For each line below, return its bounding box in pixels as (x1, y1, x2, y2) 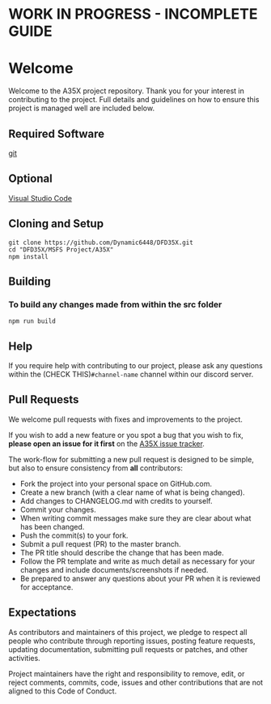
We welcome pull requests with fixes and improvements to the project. (8, 414, 243, 424)
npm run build (8, 317, 57, 325)
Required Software (8, 127, 105, 140)
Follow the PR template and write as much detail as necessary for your (19, 556, 256, 566)
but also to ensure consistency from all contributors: (8, 463, 184, 473)
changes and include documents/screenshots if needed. (19, 564, 209, 574)
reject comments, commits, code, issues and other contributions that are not (8, 677, 264, 687)
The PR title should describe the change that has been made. (19, 547, 224, 557)
